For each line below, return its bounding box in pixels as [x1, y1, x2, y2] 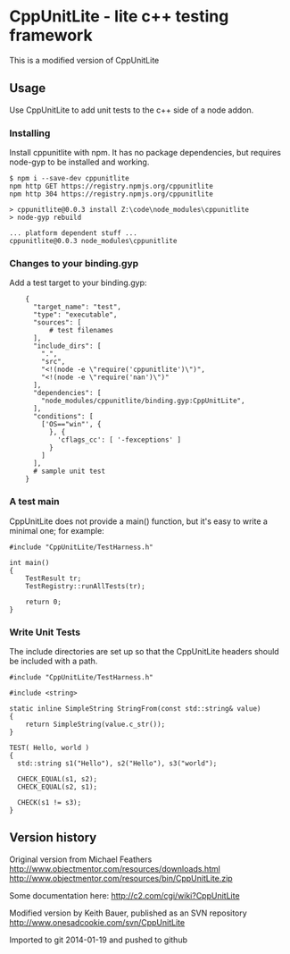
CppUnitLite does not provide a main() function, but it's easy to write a [9, 516, 268, 527]
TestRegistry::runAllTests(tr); [25, 581, 145, 591]
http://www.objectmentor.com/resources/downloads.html [9, 863, 220, 874]
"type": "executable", [32, 310, 118, 319]
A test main [9, 495, 60, 508]
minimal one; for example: [9, 525, 104, 536]
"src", [41, 358, 66, 367]
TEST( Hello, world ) [9, 743, 90, 752]
